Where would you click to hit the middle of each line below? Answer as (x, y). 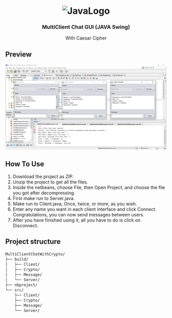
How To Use (25, 164)
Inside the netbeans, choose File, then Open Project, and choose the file (89, 187)
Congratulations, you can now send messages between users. (78, 214)
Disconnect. (25, 225)
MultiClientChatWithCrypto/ (35, 254)
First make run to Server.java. (44, 198)
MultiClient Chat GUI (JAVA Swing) (86, 27)
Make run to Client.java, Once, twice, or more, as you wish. (75, 204)
